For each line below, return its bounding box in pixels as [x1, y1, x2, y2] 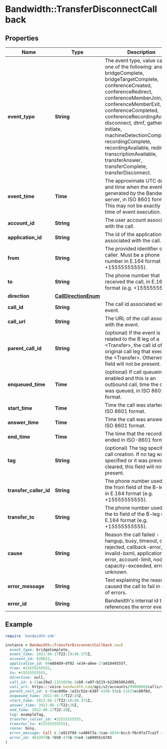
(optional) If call [104, 369, 142, 375]
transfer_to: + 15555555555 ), [9, 721, 70, 726]
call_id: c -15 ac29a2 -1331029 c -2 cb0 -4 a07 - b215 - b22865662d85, [9, 679, 137, 685]
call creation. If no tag [104, 451, 156, 457]
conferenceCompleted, [104, 107, 159, 114]
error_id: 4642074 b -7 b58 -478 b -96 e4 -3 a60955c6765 [9, 735, 112, 741]
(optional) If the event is [104, 329, 161, 336]
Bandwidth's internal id [104, 597, 159, 604]
